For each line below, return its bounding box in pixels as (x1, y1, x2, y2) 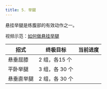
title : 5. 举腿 (5, 7, 36, 13)
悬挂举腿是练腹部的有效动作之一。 (5, 22, 77, 28)
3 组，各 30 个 (38, 66, 74, 73)
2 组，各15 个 (38, 56, 72, 63)
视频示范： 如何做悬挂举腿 (5, 33, 59, 39)
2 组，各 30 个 (38, 75, 74, 82)
